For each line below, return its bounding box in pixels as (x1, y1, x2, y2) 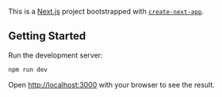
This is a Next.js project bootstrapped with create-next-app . (8, 7, 205, 16)
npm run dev (8, 65, 48, 73)
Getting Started (8, 29, 86, 43)
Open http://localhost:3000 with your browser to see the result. (8, 80, 216, 89)
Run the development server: (8, 50, 103, 60)
